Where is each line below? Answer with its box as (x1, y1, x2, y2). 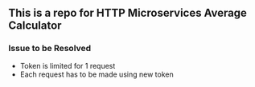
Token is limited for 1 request (19, 61, 116, 70)
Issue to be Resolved (8, 43, 92, 54)
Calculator (8, 19, 62, 33)
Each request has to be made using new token (19, 69, 175, 79)
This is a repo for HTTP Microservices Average (8, 6, 248, 20)
